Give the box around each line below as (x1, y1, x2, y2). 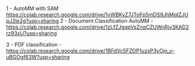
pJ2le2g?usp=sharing (6, 18, 59, 24)
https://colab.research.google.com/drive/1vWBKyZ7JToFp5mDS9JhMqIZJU (6, 11, 189, 18)
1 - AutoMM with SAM (6, 5, 59, 12)
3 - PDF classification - (6, 41, 62, 48)
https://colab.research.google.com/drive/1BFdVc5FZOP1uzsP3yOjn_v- (6, 47, 175, 54)
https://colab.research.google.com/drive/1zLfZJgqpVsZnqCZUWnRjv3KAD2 (6, 23, 189, 30)
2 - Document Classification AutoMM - (60, 18, 153, 24)
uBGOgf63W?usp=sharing (6, 54, 70, 60)
